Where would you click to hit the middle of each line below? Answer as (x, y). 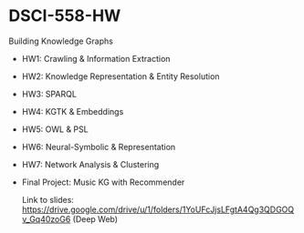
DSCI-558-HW (65, 16)
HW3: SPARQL (49, 94)
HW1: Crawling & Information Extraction (96, 58)
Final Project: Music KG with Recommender (103, 182)
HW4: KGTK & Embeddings (73, 111)
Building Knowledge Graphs (61, 41)
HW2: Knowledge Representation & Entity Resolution (121, 76)
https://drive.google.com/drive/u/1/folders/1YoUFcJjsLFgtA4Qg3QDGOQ (158, 209)
